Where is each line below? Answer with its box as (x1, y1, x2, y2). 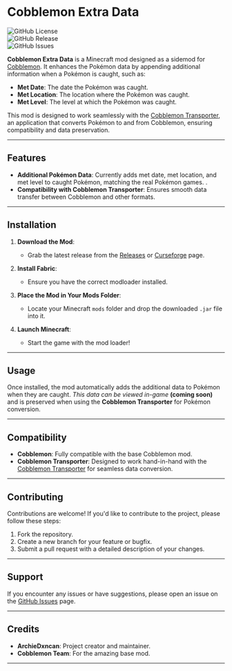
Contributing (7, 491, 64, 503)
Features (7, 153, 46, 164)
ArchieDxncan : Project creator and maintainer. (17, 641, 151, 650)
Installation (7, 219, 57, 231)
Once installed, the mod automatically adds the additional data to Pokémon (7, 383, 220, 391)
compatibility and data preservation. (7, 126, 110, 134)
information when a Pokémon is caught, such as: (7, 70, 146, 78)
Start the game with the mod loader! (27, 338, 130, 347)
